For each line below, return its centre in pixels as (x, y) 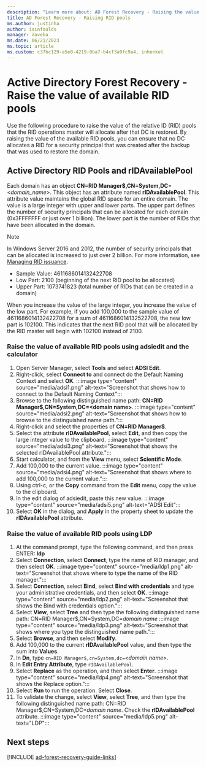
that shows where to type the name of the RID (120, 573)
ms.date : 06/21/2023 (33, 40)
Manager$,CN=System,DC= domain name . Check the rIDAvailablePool (105, 710)
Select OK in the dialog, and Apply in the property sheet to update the (105, 511)
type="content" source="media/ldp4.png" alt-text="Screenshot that (102, 677)
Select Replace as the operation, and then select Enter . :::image (97, 671)
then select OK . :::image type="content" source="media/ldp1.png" (99, 567)
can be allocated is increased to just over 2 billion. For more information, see (104, 255)
